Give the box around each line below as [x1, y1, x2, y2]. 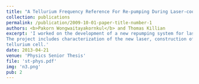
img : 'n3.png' [6, 63, 41, 70]
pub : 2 [6, 69, 23, 75]
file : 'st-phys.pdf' [6, 58, 57, 64]
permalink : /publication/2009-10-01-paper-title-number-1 [6, 20, 152, 25]
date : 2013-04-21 [6, 47, 49, 53]
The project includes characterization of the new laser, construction [6, 36, 187, 42]
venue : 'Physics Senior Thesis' [6, 53, 86, 59]
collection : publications [6, 14, 70, 20]
